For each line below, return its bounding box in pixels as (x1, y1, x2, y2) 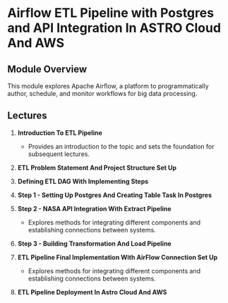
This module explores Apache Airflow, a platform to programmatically (7, 82, 210, 90)
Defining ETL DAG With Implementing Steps (17, 177, 149, 185)
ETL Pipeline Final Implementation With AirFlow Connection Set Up (17, 253, 218, 261)
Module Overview (7, 63, 88, 75)
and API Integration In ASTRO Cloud (7, 20, 221, 36)
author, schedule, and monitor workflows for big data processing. (7, 90, 198, 97)
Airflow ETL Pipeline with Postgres (7, 5, 214, 21)
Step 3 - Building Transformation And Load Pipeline (17, 239, 172, 248)
